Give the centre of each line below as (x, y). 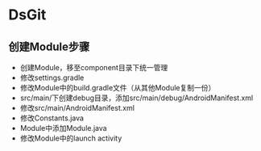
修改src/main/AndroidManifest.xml (77, 108)
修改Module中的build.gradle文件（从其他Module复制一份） (118, 88)
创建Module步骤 (49, 46)
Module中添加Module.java (63, 128)
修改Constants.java (52, 118)
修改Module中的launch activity (71, 138)
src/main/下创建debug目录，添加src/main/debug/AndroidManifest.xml (137, 98)
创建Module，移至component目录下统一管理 (94, 67)
